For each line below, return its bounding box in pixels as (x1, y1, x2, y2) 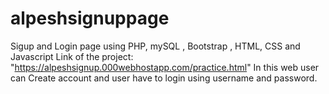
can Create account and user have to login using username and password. (10, 72, 318, 84)
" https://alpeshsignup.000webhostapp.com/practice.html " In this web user (10, 61, 320, 73)
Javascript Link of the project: (10, 50, 134, 62)
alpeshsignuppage (10, 7, 170, 30)
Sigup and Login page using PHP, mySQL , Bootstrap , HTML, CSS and (10, 40, 301, 52)
